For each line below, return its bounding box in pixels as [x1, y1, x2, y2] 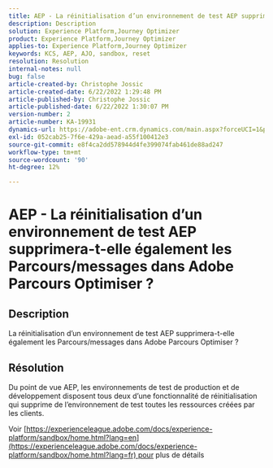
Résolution [8, 361, 64, 374]
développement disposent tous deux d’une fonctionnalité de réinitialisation [8, 391, 258, 400]
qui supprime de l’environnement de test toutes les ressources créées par [8, 400, 255, 409]
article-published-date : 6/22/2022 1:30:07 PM [8, 103, 169, 111]
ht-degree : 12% [8, 164, 60, 172]
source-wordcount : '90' [8, 155, 89, 164]
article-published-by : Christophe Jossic [8, 95, 151, 103]
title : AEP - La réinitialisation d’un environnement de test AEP [8, 11, 238, 20]
